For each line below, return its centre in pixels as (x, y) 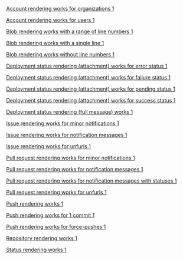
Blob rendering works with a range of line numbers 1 (70, 31)
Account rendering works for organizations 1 (60, 9)
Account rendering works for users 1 (50, 20)
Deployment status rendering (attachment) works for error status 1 (87, 66)
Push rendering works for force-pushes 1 (56, 227)
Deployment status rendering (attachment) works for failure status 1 (89, 77)
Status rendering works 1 (36, 250)
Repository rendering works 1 (42, 238)
